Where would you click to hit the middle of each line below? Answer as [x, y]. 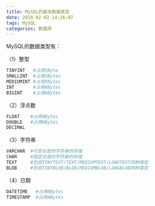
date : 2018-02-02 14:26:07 [40, 17]
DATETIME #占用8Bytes [35, 192]
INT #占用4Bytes [34, 87]
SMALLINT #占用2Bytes [34, 76]
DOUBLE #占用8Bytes [32, 122]
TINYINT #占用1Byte [32, 71]
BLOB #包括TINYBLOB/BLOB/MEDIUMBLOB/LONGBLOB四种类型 [77, 168]
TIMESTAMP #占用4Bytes [35, 197]
